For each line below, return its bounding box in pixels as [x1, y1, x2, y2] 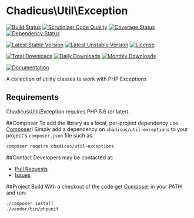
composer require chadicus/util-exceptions [6, 143, 115, 149]
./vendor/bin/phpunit [6, 206, 59, 212]
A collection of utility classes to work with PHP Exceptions [6, 75, 147, 82]
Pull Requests [14, 165, 48, 172]
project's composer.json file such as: [6, 132, 94, 139]
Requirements [6, 92, 59, 102]
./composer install [6, 200, 54, 206]
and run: [6, 189, 26, 196]
